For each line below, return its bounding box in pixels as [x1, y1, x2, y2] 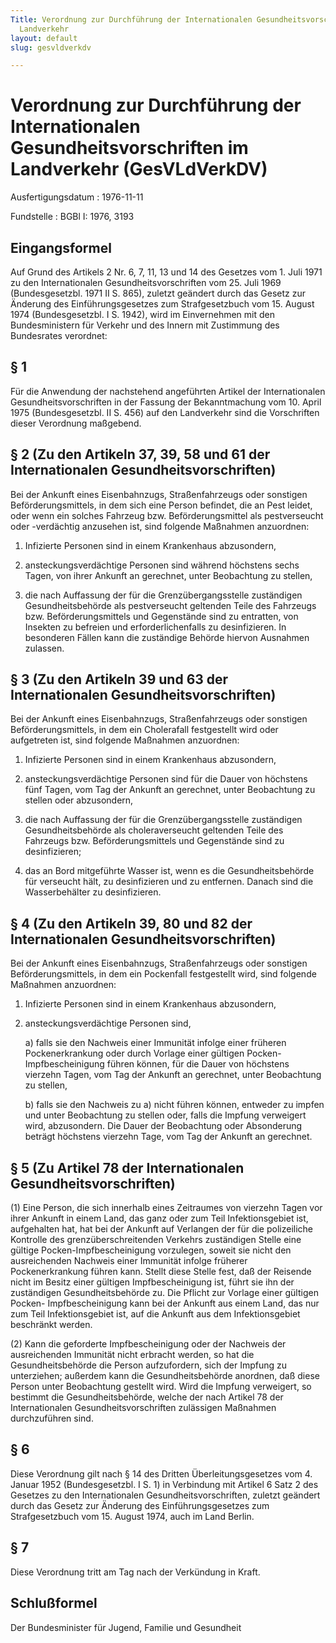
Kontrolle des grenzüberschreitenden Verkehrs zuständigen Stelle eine [10, 1234, 302, 1246]
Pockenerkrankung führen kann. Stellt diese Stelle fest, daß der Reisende [10, 1266, 312, 1278]
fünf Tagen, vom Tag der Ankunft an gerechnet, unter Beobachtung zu [24, 784, 316, 796]
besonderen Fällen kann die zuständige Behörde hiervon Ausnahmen [24, 631, 310, 643]
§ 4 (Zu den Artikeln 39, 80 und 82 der [10, 915, 253, 932]
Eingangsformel [10, 239, 112, 256]
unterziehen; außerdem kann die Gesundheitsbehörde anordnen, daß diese [10, 1370, 320, 1382]
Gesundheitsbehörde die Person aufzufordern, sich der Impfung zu [10, 1359, 288, 1371]
